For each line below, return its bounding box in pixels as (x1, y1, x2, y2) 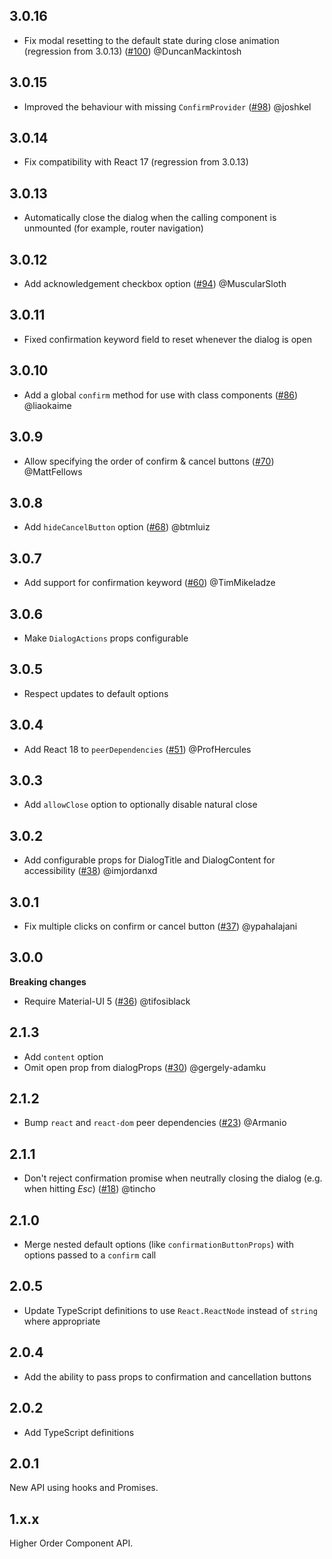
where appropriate (23, 1315, 101, 1327)
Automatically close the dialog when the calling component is (23, 212, 277, 224)
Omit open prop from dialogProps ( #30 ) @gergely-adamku (23, 1061, 267, 1073)
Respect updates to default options (23, 687, 169, 699)
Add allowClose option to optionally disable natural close (23, 799, 258, 811)
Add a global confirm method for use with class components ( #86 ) (23, 389, 299, 401)
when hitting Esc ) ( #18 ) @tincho (23, 1183, 156, 1195)
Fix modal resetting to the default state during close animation (23, 34, 280, 46)
